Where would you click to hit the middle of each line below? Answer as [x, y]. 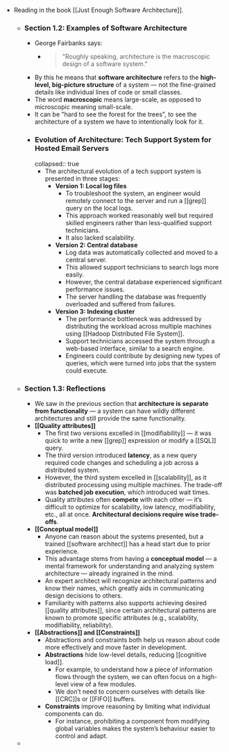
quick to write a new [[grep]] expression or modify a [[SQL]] [130, 440]
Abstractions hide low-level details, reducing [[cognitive [126, 654]
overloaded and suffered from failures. [121, 304]
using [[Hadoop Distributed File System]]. [125, 334]
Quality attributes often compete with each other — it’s [124, 499]
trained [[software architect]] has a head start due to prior [127, 543]
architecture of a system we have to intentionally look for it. [119, 122]
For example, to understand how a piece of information [134, 669]
